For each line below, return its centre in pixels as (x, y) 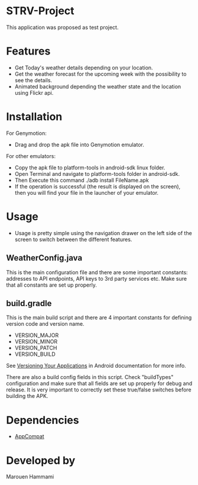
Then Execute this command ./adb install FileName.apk (82, 180)
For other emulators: (31, 156)
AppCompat (29, 436)
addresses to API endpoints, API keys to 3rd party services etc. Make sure (97, 278)
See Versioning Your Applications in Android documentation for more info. (96, 366)
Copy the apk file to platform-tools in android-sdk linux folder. (90, 168)
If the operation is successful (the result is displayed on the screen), (98, 186)
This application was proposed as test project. (62, 27)
